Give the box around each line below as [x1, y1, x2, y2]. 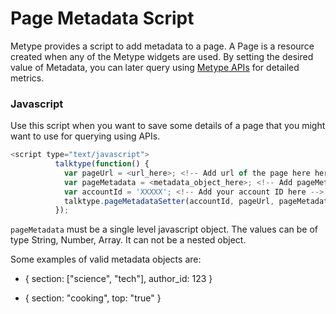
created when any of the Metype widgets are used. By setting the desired [10, 50, 314, 62]
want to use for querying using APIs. [10, 130, 161, 142]
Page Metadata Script [10, 7, 195, 30]
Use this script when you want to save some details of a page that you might [10, 120, 326, 132]
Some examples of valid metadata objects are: [10, 253, 202, 266]
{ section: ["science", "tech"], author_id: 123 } [24, 273, 213, 285]
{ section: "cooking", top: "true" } [24, 292, 162, 304]
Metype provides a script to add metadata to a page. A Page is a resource [10, 40, 315, 52]
